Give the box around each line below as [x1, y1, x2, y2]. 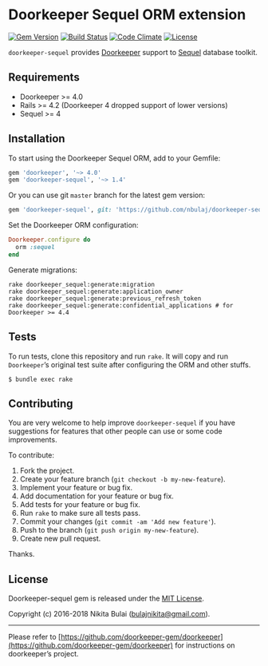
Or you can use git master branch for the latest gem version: [8, 190, 206, 200]
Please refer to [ [8, 632, 61, 642]
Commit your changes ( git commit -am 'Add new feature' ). [19, 517, 217, 526]
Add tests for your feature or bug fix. [19, 500, 141, 509]
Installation [8, 132, 65, 145]
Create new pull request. [19, 533, 101, 544]
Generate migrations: [8, 265, 78, 275]
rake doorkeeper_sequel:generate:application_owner [8, 287, 183, 295]
